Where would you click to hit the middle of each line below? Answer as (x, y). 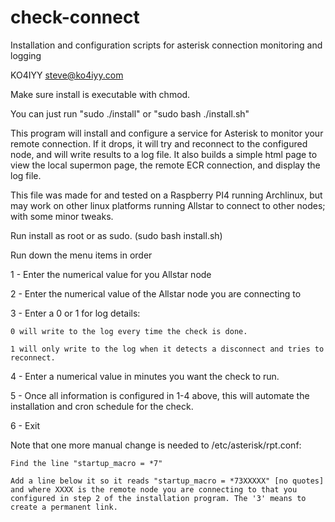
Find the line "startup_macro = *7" (86, 463)
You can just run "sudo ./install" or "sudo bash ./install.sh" (130, 113)
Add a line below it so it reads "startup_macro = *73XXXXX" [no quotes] (167, 481)
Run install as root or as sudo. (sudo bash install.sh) (116, 235)
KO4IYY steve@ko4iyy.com (67, 75)
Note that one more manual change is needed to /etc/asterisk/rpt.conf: (156, 445)
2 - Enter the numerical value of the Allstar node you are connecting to (156, 293)
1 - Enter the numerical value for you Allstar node (111, 274)
